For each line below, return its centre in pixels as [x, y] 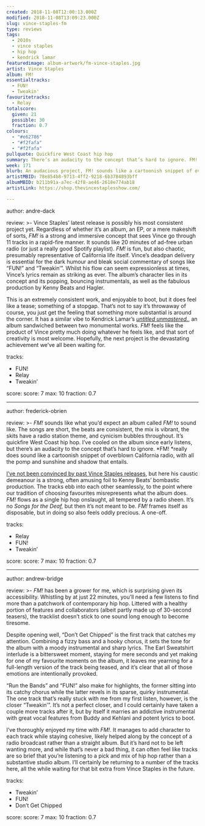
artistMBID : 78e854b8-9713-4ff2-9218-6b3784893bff [72, 177]
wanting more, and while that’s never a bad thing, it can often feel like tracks [102, 749]
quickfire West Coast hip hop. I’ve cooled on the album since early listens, [99, 442]
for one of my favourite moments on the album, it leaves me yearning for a [100, 660]
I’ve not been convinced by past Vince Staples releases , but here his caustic [102, 473]
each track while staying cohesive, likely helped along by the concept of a [99, 736]
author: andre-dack [31, 211]
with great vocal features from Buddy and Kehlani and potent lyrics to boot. [101, 718]
